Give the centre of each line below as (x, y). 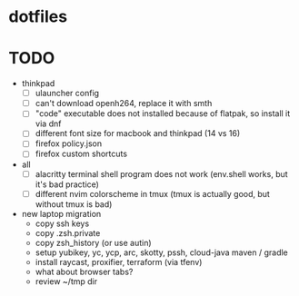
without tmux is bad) (74, 204)
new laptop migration (61, 213)
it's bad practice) (67, 184)
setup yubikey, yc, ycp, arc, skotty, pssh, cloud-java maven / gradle (161, 252)
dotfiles (38, 17)
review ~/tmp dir (66, 281)
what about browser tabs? (84, 271)
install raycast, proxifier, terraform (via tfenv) (119, 261)
